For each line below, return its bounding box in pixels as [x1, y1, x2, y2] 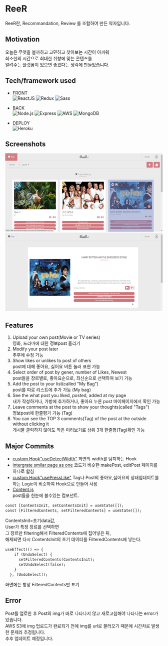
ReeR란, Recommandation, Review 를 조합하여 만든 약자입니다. [5, 20, 130, 26]
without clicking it [12, 421, 49, 427]
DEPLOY [12, 120, 30, 126]
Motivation [5, 35, 40, 44]
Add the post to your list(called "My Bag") [12, 381, 99, 387]
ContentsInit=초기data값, [5, 518, 56, 524]
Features [5, 321, 33, 329]
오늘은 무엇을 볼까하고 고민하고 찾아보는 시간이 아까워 [5, 49, 109, 55]
